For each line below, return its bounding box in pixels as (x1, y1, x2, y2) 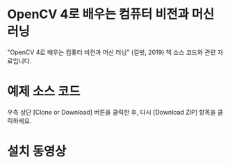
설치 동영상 (7, 144, 67, 160)
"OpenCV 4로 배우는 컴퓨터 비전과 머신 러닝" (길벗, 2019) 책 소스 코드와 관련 (7, 48, 217, 56)
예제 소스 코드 (7, 84, 81, 99)
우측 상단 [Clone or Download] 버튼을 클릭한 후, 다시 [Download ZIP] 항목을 (7, 108, 217, 116)
